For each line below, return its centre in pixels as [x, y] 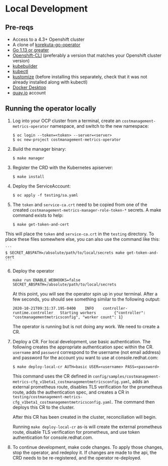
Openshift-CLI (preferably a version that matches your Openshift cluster [87, 55]
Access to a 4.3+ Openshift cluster [48, 39]
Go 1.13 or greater [31, 50]
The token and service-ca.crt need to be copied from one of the [80, 205]
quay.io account [29, 93]
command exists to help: [38, 215]
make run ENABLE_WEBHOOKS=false [46, 280]
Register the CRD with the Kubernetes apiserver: [63, 167]
